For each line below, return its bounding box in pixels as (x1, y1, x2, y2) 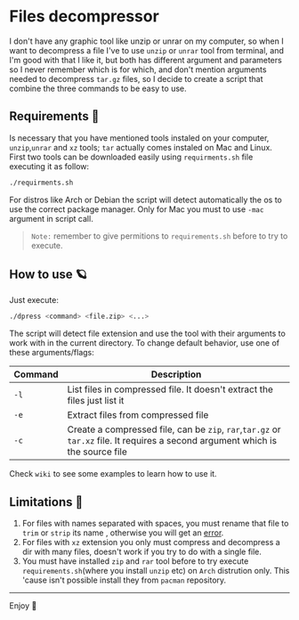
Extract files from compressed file (67, 409, 209, 421)
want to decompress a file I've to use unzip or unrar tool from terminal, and (9, 45, 285, 55)
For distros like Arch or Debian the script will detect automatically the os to (9, 194, 282, 205)
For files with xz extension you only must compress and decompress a (21, 537, 280, 548)
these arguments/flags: (9, 347, 95, 358)
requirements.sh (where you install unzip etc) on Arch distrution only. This (21, 566, 290, 576)
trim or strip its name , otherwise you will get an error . (21, 527, 224, 538)
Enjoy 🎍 (9, 600, 37, 611)
